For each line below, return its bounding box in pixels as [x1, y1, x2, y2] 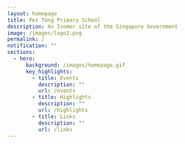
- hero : [13, 55, 36, 62]
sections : [7, 49, 36, 56]
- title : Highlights [32, 94, 91, 101]
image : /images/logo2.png [7, 29, 82, 37]
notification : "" [7, 42, 58, 49]
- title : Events [32, 74, 79, 82]
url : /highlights [37, 107, 89, 114]
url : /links [37, 126, 73, 133]
